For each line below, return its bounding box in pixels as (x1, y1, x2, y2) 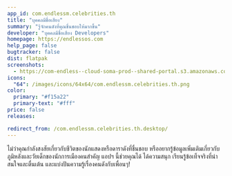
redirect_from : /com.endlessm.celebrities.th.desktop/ (7, 125, 168, 132)
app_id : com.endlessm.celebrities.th (7, 10, 116, 17)
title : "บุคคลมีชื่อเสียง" (7, 17, 64, 23)
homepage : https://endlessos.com (7, 36, 104, 43)
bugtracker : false (7, 49, 60, 56)
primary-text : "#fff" (13, 100, 76, 107)
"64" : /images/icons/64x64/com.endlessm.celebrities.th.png (13, 81, 190, 88)
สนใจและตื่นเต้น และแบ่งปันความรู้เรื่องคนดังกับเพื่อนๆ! (7, 159, 130, 168)
